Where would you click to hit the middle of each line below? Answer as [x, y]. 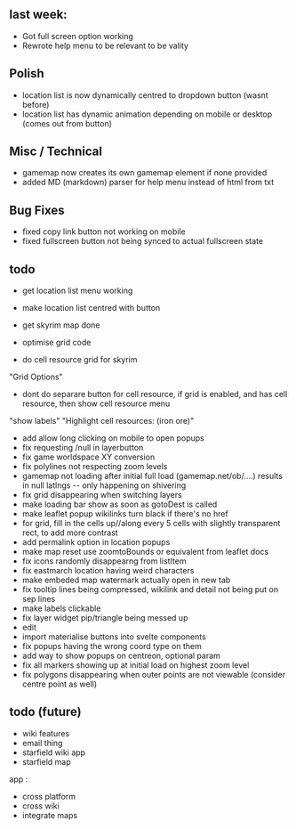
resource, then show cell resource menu [96, 403]
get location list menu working [77, 291]
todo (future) [45, 712]
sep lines [39, 599]
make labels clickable [61, 608]
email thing [42, 743]
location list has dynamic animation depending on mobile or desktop [147, 114]
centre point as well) [60, 684]
